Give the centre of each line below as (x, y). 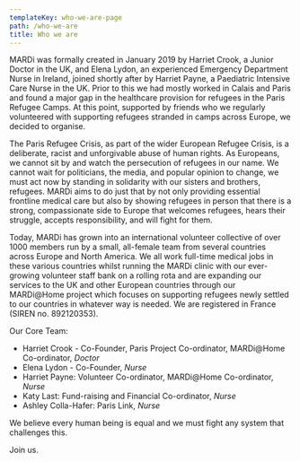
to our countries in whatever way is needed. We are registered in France (143, 304)
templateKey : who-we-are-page (66, 17)
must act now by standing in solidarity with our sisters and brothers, (135, 182)
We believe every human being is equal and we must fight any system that (147, 423)
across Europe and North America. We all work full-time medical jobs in (141, 257)
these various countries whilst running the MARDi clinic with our (128, 266)
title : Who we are (44, 34)
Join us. (24, 450)
